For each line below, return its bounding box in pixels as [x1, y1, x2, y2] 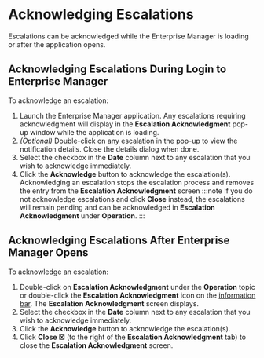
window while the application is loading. [30, 127, 159, 137]
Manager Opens [8, 246, 89, 260]
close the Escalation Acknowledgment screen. [19, 340, 174, 350]
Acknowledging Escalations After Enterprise [8, 234, 230, 247]
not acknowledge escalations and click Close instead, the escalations [19, 194, 245, 203]
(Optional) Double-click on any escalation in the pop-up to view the [19, 136, 238, 145]
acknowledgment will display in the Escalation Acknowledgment [19, 119, 231, 129]
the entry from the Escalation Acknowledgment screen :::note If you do [19, 186, 253, 195]
